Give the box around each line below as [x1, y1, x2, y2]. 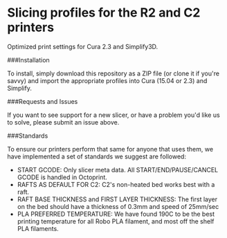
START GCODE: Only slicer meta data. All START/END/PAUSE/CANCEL [17, 165, 219, 174]
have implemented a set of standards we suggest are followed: [7, 152, 187, 161]
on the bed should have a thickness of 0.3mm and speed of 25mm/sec [17, 202, 219, 210]
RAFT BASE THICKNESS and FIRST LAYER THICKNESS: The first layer [17, 195, 218, 203]
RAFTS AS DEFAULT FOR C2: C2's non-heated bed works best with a [17, 180, 215, 188]
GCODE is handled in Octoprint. [17, 173, 107, 181]
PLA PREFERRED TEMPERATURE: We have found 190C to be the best [17, 210, 215, 218]
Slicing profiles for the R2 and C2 [7, 5, 201, 21]
